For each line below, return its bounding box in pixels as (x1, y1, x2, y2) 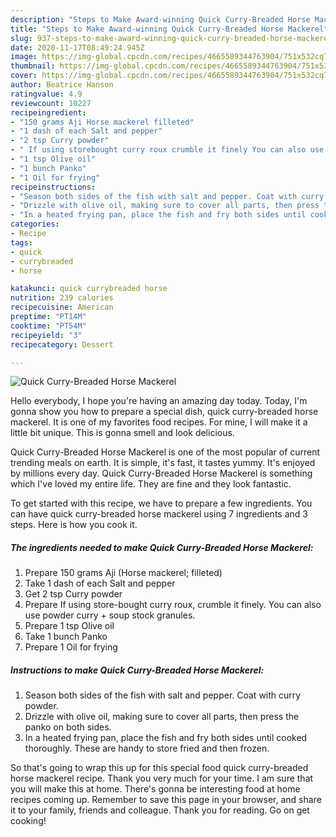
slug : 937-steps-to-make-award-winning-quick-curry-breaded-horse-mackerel (10, 33, 333, 43)
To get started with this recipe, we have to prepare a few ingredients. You (10, 497, 313, 510)
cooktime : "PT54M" (10, 321, 87, 331)
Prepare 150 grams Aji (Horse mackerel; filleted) (24, 567, 223, 579)
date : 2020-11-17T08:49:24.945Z (10, 42, 145, 53)
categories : (10, 219, 60, 230)
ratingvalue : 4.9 (10, 89, 83, 99)
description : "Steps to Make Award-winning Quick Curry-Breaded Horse (10, 14, 311, 25)
